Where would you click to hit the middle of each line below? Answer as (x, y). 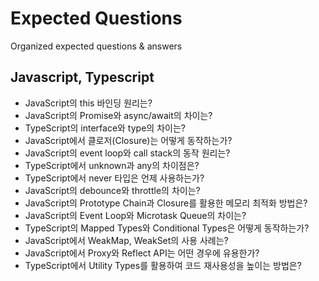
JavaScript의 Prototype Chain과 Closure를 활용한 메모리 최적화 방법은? (166, 203)
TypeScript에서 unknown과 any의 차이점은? (112, 165)
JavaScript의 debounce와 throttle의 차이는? (112, 190)
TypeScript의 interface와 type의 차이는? (105, 128)
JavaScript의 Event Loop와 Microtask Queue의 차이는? (135, 215)
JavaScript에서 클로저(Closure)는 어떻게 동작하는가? (128, 140)
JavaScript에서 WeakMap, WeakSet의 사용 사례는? (126, 240)
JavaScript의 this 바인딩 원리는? (88, 103)
